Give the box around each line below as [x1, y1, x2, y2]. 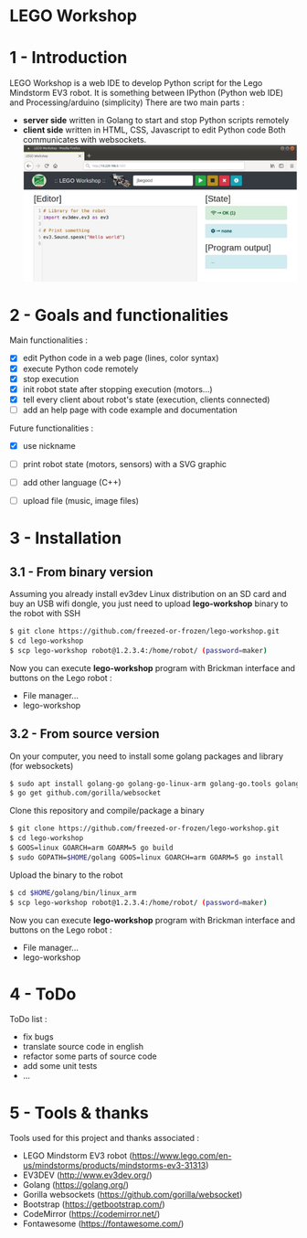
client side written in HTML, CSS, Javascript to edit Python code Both [22, 124, 286, 135]
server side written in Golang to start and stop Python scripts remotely [22, 115, 290, 126]
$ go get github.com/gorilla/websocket [9, 788, 162, 798]
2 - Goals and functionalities [9, 304, 229, 326]
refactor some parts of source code [22, 1051, 157, 1062]
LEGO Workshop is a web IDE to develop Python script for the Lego [9, 78, 263, 89]
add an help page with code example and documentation [22, 404, 238, 415]
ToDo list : [9, 1014, 48, 1025]
